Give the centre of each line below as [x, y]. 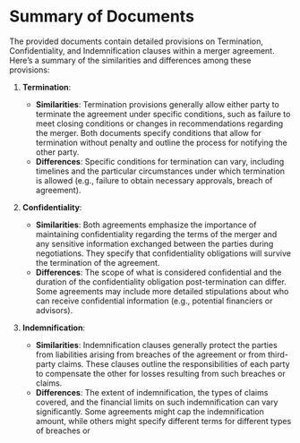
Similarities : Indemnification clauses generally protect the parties [156, 345]
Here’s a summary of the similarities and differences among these [130, 60]
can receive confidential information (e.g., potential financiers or [154, 301]
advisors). [54, 310]
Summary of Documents [102, 17]
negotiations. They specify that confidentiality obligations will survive [163, 253]
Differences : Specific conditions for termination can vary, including [160, 161]
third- [278, 354]
